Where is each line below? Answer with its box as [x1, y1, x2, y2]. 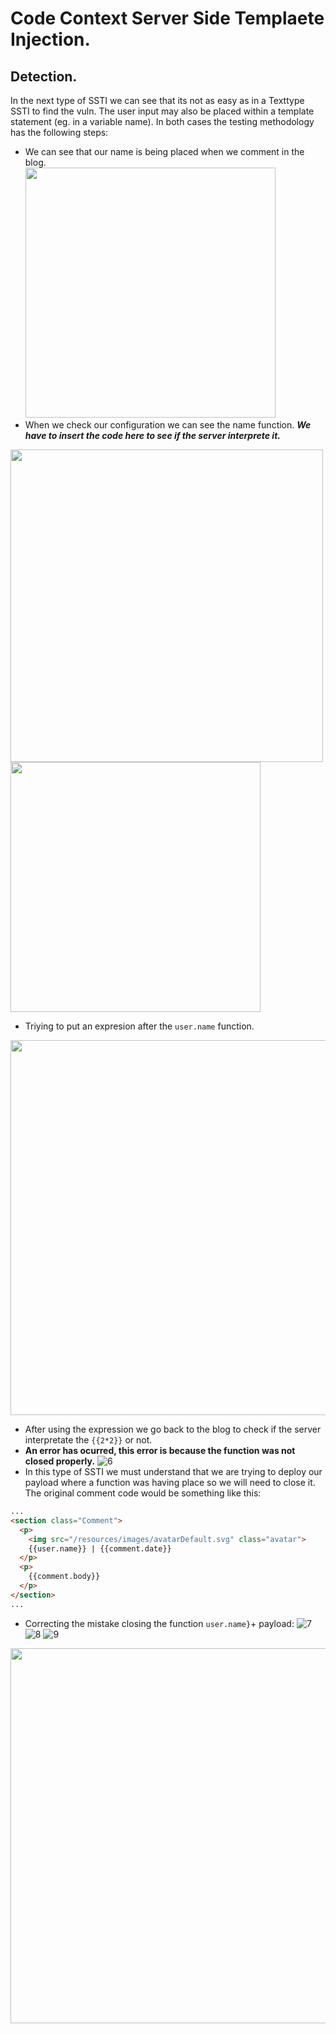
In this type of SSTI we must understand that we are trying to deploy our [24, 1466, 323, 1477]
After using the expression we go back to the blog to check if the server [24, 1423, 322, 1435]
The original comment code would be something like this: [24, 1487, 262, 1499]
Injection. [10, 28, 91, 51]
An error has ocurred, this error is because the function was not [24, 1445, 296, 1456]
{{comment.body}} [28, 1572, 101, 1582]
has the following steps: [10, 127, 109, 138]
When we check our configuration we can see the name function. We [24, 419, 312, 431]
